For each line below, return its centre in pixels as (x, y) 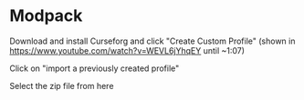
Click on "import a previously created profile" (94, 68)
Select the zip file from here (62, 85)
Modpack (46, 16)
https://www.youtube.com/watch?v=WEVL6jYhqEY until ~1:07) (127, 50)
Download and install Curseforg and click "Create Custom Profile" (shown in (152, 41)
